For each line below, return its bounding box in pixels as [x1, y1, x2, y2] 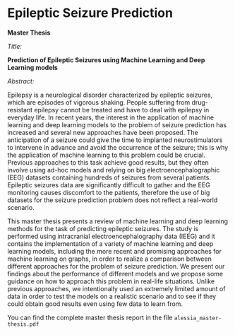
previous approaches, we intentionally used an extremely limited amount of [7, 284, 226, 293]
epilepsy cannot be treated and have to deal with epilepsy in [34, 105, 210, 114]
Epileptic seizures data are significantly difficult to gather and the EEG [7, 180, 210, 189]
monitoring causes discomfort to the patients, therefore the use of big [7, 188, 210, 196]
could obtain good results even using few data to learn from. [7, 299, 183, 308]
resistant [7, 105, 33, 114]
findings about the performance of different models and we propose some [7, 269, 224, 278]
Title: [7, 42, 23, 50]
